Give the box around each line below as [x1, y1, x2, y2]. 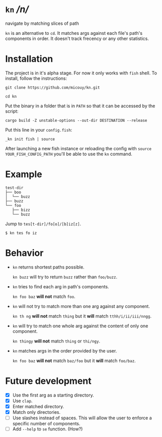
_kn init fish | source [5, 137, 55, 142]
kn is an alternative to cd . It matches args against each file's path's [5, 30, 142, 36]
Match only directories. [12, 409, 61, 415]
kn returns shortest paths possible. [12, 264, 85, 270]
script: [5, 108, 19, 114]
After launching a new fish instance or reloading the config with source [5, 145, 152, 151]
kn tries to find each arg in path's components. [12, 283, 109, 289]
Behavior [5, 247, 44, 258]
